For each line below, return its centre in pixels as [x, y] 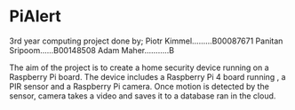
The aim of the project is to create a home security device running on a [139, 67]
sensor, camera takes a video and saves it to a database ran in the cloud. [143, 96]
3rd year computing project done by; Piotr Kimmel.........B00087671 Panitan [146, 41]
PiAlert [36, 16]
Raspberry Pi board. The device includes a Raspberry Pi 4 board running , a [147, 76]
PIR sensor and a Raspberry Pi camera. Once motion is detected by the [139, 86]
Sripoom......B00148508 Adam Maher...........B [92, 50]
